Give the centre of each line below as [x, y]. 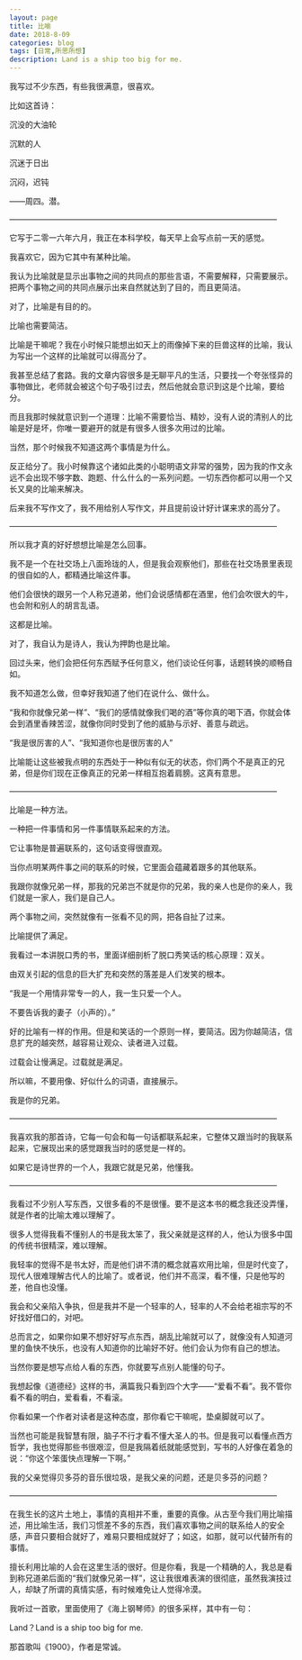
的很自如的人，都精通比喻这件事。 [72, 575]
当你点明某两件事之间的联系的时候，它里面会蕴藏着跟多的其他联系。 [135, 867]
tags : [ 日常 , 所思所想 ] [48, 51]
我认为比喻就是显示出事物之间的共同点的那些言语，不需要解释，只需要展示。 [151, 276]
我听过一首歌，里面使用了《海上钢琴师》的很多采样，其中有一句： [131, 1608]
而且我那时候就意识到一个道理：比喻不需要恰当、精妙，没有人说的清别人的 [147, 417]
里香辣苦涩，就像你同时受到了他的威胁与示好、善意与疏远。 [143, 723]
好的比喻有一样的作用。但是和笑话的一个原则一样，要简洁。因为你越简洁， [147, 1031]
